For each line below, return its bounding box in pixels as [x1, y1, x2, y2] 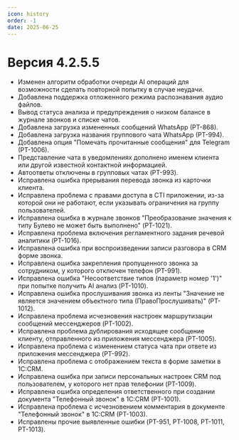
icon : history [7, 10, 50, 18]
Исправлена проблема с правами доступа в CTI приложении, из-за [17, 191, 224, 200]
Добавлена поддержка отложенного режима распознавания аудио [17, 93, 223, 102]
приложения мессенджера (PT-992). [17, 350, 130, 358]
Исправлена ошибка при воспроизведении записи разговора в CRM [17, 244, 227, 252]
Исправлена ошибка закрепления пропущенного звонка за [17, 259, 198, 267]
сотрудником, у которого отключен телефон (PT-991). [17, 267, 182, 275]
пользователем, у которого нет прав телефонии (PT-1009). [17, 380, 197, 388]
